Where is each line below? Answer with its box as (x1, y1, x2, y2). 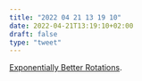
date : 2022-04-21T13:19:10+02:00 (9, 21, 134, 30)
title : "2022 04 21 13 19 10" (9, 12, 122, 22)
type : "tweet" (9, 37, 63, 47)
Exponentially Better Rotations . (9, 62, 122, 73)
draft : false (9, 29, 58, 38)
